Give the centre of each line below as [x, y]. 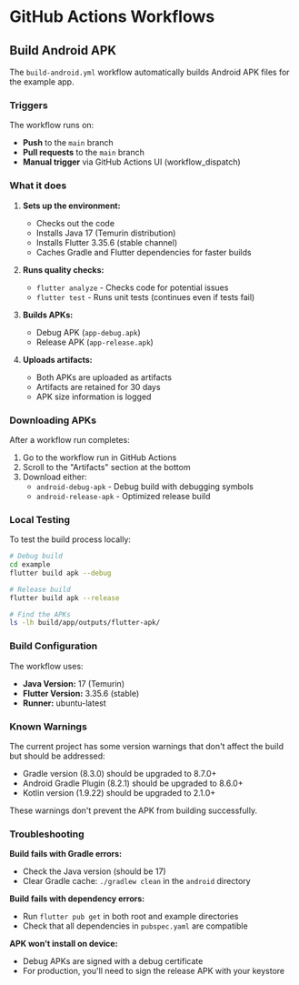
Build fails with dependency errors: [77, 899]
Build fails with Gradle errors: [66, 854]
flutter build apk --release [65, 598]
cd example [30, 565]
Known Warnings [49, 727]
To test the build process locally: [70, 539]
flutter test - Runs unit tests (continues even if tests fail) [145, 297]
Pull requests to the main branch [84, 153]
